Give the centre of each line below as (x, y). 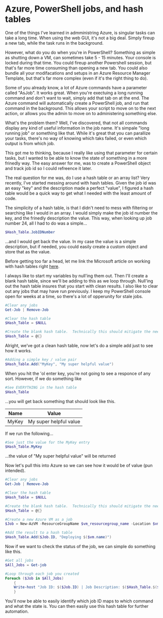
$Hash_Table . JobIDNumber (30, 232)
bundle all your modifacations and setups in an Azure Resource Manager (78, 73)
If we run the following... (29, 434)
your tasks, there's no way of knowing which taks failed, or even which (76, 138)
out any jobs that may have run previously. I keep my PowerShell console (78, 291)
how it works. (18, 351)
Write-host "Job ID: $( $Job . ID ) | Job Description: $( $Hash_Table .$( (86, 587)
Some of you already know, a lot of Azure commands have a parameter (76, 87)
